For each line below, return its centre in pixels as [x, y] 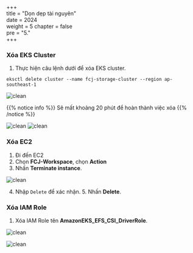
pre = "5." [18, 33]
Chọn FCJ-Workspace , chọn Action [61, 161]
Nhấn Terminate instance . [48, 168]
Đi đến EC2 [29, 155]
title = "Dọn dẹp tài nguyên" [41, 13]
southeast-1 [21, 85]
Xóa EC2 [19, 142]
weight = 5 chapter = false [40, 26]
